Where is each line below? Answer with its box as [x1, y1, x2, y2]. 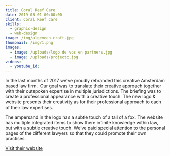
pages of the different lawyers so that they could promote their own [5, 130, 147, 136]
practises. [5, 136, 26, 142]
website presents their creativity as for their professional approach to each [5, 99, 161, 105]
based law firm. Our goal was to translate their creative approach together [5, 83, 161, 89]
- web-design [10, 31, 38, 36]
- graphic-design [10, 26, 47, 31]
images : [5, 45, 22, 50]
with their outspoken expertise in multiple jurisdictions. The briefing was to [5, 88, 161, 94]
